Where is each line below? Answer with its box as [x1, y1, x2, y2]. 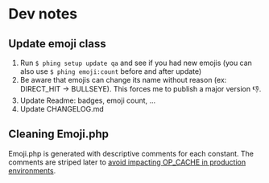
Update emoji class [8, 37, 106, 51]
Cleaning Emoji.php [8, 128, 109, 141]
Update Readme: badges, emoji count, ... [19, 96, 156, 105]
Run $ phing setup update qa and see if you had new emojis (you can [19, 58, 252, 67]
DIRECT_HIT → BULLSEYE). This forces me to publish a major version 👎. [19, 84, 262, 93]
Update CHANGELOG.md [19, 104, 105, 113]
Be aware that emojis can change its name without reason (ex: [19, 75, 227, 84]
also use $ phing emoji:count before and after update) [19, 67, 202, 76]
